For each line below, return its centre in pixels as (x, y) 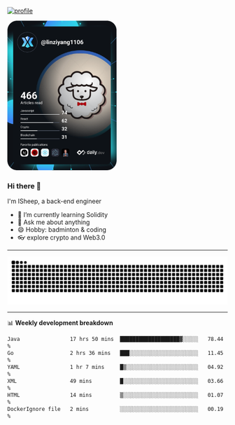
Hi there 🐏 (24, 186)
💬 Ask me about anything (54, 222)
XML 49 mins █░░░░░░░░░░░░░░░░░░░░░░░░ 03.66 (115, 381)
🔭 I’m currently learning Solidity (63, 215)
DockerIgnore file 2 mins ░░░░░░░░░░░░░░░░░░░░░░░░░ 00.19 (115, 409)
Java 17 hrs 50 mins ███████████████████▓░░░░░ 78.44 (115, 339)
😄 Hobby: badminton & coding (62, 230)
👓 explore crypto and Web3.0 (61, 237)
